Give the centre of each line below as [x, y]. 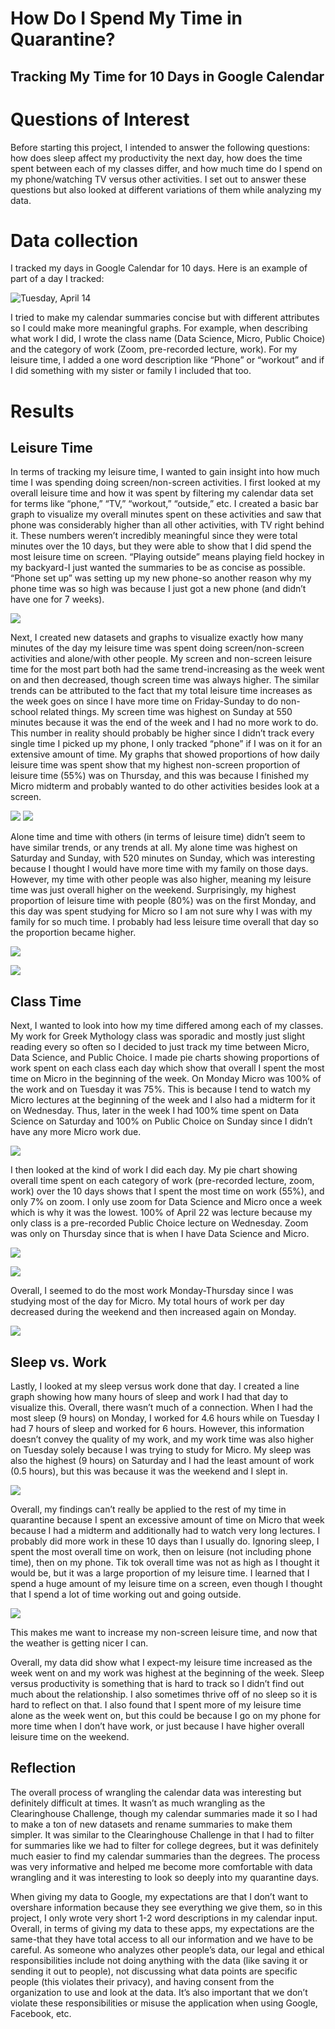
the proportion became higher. [73, 933]
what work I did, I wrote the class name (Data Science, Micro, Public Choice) [168, 339]
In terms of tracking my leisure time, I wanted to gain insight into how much [165, 472]
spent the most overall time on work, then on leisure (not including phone [161, 1552]
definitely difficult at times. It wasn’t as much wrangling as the [138, 1803]
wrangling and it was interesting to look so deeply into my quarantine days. [165, 1877]
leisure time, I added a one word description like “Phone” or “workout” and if [167, 360]
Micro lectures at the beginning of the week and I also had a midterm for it [163, 1100]
